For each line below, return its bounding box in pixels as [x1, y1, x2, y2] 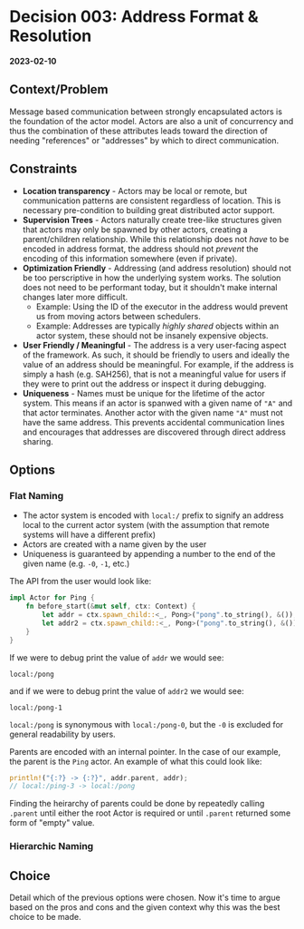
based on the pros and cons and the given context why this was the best [9, 901, 280, 913]
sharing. [22, 435, 54, 446]
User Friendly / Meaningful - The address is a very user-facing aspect [22, 339, 287, 350]
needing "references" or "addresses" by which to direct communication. [9, 134, 280, 146]
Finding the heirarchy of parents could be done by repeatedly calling [9, 798, 265, 809]
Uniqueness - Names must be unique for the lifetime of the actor [22, 387, 265, 398]
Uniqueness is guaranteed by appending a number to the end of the [22, 549, 276, 560]
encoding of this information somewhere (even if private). [22, 252, 238, 264]
